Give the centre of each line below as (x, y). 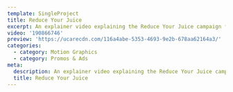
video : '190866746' (35, 33)
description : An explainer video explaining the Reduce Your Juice (113, 71)
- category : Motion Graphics (55, 53)
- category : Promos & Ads (51, 59)
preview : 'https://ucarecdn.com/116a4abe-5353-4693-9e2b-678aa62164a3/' (114, 39)
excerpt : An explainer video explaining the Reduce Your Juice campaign (114, 26)
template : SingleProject (43, 13)
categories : (24, 46)
